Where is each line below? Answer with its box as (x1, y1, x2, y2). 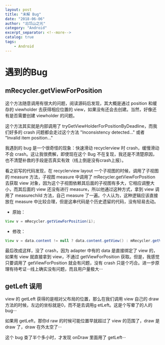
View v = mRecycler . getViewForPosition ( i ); (5, 219, 96, 224)
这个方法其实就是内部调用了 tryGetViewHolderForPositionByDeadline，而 (5, 123, 153, 129)
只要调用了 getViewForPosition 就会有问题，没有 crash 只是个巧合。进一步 (5, 260, 156, 266)
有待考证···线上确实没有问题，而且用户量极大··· (9, 266, 103, 272)
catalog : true (5, 35, 34, 40)
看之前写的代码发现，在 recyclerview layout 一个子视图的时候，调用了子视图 (5, 168, 159, 173)
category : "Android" (5, 26, 48, 31)
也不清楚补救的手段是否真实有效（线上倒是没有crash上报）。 (5, 157, 126, 163)
